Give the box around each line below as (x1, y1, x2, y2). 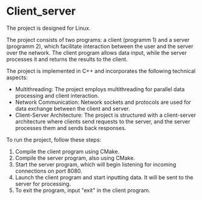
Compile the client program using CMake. (15, 148, 120, 155)
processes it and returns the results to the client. (6, 55, 128, 63)
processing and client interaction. (15, 92, 99, 99)
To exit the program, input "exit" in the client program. (15, 187, 150, 194)
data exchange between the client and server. (15, 105, 130, 112)
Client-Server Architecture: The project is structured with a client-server (15, 111, 197, 119)
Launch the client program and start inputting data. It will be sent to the (15, 173, 193, 181)
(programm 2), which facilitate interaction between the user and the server (6, 43, 193, 50)
